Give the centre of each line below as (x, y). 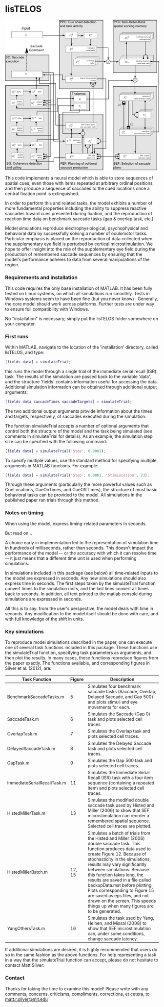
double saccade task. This (114, 843)
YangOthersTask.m (26, 928)
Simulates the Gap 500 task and (120, 760)
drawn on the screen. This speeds (122, 901)
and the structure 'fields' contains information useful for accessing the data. (82, 381)
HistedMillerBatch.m (27, 872)
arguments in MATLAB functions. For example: (52, 466)
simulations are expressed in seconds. (44, 599)
